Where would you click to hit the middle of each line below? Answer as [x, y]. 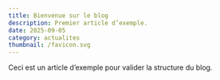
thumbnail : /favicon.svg [49, 45]
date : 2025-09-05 [37, 30]
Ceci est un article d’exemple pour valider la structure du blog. [110, 67]
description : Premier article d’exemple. [78, 23]
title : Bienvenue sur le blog [59, 15]
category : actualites [44, 38]
